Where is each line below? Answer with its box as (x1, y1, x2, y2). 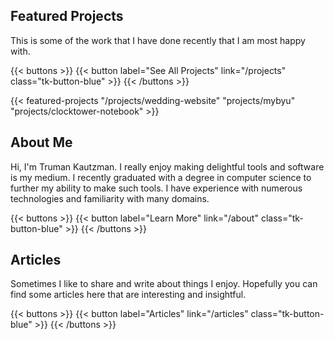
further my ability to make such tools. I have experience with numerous (10, 182, 303, 194)
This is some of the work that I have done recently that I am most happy (10, 34, 306, 46)
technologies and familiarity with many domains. (10, 192, 210, 204)
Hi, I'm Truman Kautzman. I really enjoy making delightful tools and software (10, 160, 325, 173)
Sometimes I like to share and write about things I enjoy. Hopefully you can (10, 278, 318, 290)
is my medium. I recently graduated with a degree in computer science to (10, 171, 312, 183)
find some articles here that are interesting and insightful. (10, 289, 247, 301)
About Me (10, 134, 73, 151)
